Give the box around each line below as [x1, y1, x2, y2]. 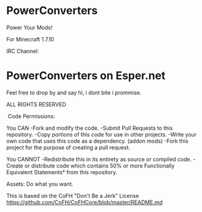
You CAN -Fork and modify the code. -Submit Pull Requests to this [6, 124, 173, 132]
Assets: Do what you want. [6, 180, 74, 188]
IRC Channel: [6, 47, 40, 55]
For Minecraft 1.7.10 [6, 35, 55, 43]
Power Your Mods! [6, 24, 53, 31]
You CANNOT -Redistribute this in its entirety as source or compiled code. [6, 155, 192, 163]
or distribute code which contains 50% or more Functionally [24, 162, 175, 169]
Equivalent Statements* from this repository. [6, 168, 117, 175]
